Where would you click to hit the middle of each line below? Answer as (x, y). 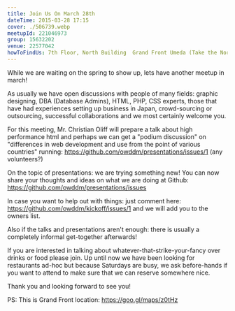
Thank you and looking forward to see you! (69, 286)
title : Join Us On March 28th (51, 14)
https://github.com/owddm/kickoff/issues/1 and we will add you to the (108, 208)
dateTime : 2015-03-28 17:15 (48, 20)
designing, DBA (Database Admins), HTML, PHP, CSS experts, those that (112, 101)
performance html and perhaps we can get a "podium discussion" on (107, 136)
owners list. (24, 216)
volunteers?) (25, 159)
